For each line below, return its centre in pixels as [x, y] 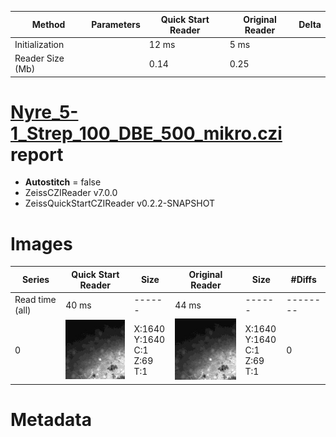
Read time [35, 300]
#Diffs [303, 280]
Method [48, 24]
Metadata [51, 420]
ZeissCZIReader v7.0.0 [71, 193]
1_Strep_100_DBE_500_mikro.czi [146, 133]
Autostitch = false [63, 182]
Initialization [39, 44]
